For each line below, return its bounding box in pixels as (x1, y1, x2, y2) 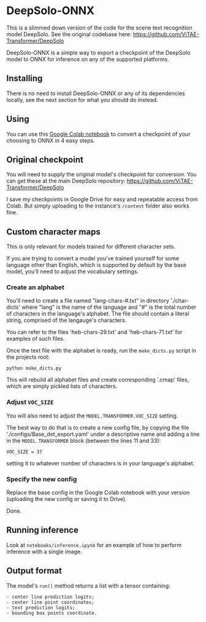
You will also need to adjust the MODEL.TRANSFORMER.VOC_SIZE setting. (6, 412, 178, 419)
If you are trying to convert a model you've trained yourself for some (6, 255, 180, 262)
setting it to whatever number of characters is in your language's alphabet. (6, 459, 195, 467)
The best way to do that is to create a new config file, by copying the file (6, 424, 189, 431)
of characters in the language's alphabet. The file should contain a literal (6, 310, 189, 317)
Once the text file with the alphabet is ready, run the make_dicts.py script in (6, 347, 197, 354)
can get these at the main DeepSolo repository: (6, 177, 126, 185)
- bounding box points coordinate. (6, 610, 97, 616)
